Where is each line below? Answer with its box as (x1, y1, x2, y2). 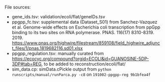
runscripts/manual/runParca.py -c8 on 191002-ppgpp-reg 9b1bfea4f (11, 72, 151, 77)
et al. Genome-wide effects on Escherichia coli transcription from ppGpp (11, 24, 161, 30)
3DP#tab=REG (11, 61, 42, 67)
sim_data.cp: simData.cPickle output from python (11, 66, 112, 72)
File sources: (4, 4, 31, 10)
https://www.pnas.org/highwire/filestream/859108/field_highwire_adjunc (11, 40, 160, 46)
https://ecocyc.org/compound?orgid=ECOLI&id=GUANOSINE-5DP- (11, 56, 149, 61)
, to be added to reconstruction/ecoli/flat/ (41, 61, 126, 67)
